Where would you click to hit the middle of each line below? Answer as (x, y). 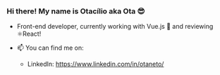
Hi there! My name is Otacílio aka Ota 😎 (76, 11)
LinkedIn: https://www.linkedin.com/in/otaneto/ (96, 64)
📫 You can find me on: (50, 48)
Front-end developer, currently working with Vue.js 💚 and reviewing (115, 27)
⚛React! (29, 34)
